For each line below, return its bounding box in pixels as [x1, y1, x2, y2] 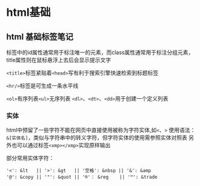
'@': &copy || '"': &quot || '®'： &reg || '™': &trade [6, 174, 158, 181]
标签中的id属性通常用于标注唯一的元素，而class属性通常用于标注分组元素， [6, 49, 194, 56]
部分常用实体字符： [6, 154, 55, 162]
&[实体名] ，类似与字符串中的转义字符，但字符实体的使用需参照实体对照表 [6, 134, 188, 141]
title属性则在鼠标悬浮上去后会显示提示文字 [6, 56, 112, 64]
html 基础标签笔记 [6, 32, 74, 42]
